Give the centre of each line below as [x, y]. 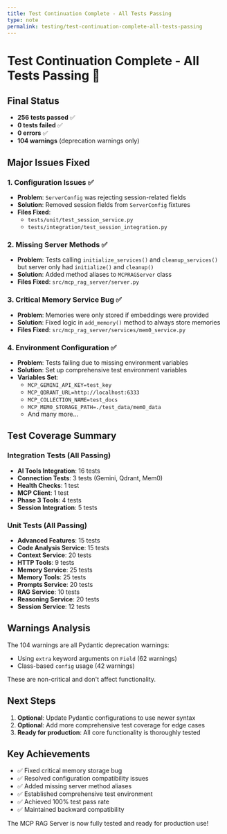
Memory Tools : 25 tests [52, 577]
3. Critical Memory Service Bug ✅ [65, 300]
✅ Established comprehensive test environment [85, 794]
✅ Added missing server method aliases [74, 786]
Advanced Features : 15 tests [58, 540]
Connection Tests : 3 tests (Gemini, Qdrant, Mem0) [90, 478]
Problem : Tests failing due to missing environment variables [103, 362]
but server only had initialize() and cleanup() [85, 267]
